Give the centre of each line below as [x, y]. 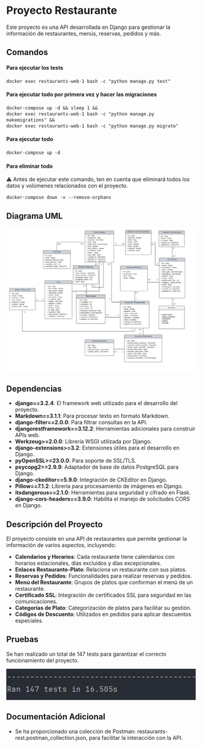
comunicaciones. [36, 601]
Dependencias [34, 389]
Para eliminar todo [29, 166]
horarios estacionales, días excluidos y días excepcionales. [88, 563]
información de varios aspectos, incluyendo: [61, 545]
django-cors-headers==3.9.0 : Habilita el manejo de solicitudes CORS [103, 499]
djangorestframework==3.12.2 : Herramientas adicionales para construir [105, 429]
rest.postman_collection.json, [51, 737]
